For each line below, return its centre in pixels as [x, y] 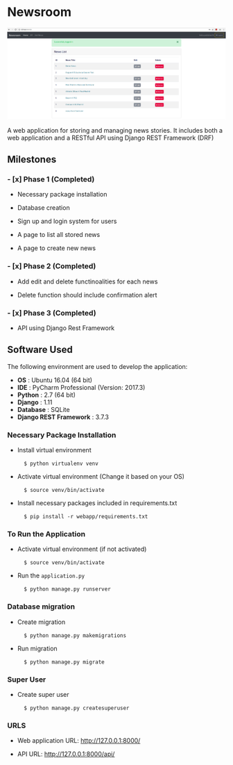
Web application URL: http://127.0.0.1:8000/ [79, 741]
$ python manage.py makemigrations [75, 635]
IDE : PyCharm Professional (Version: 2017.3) [81, 387]
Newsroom [39, 12]
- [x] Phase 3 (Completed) [52, 313]
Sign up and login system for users [67, 221]
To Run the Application [46, 534]
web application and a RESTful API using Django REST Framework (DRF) [111, 138]
